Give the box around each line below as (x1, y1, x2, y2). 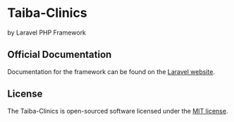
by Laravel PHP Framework (7, 28, 87, 37)
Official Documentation (7, 49, 112, 61)
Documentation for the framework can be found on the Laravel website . (7, 67, 215, 75)
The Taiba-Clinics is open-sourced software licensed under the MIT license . (7, 106, 228, 115)
